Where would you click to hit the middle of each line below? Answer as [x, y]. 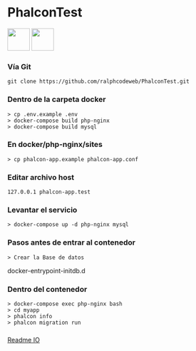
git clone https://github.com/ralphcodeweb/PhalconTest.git [99, 82]
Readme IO [24, 340]
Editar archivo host [41, 177]
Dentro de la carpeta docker [57, 99]
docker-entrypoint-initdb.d [46, 270]
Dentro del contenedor [47, 289]
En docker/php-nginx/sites [55, 145]
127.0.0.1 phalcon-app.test [49, 192]
